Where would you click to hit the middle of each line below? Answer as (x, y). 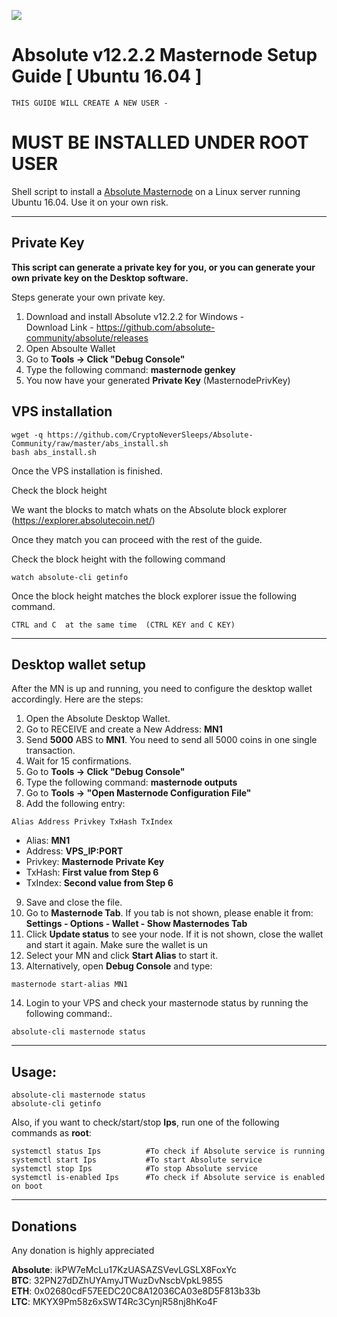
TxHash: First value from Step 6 (92, 872)
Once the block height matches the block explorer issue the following (154, 596)
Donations (44, 1226)
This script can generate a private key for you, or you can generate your (163, 267)
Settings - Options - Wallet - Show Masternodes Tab (136, 924)
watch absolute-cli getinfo (70, 577)
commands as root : (51, 1133)
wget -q (27, 435)
